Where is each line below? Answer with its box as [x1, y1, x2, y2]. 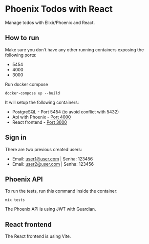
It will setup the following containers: [5, 99, 79, 105]
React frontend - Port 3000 [12, 119, 67, 125]
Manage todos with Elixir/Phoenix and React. [5, 20, 95, 25]
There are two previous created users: [5, 146, 82, 152]
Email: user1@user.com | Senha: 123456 [12, 155, 93, 162]
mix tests [5, 198, 25, 202]
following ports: [5, 52, 37, 58]
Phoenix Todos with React [5, 3, 113, 15]
